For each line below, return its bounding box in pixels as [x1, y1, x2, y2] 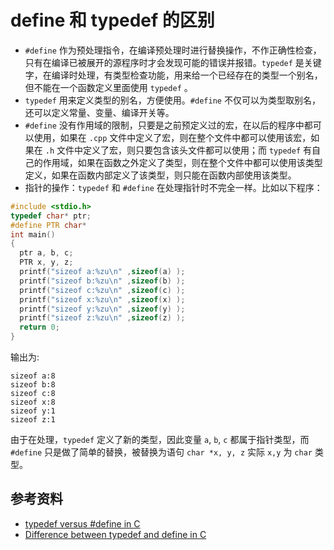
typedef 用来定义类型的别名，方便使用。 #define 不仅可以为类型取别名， [24, 94, 321, 106]
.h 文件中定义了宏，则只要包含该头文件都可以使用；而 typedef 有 [44, 144, 312, 156]
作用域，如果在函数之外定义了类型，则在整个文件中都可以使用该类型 [42, 156, 323, 168]
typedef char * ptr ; [10, 211, 92, 221]
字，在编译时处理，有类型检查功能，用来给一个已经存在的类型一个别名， [24, 69, 323, 81]
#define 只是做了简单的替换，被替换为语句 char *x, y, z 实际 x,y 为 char [10, 446, 313, 458]
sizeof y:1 [10, 406, 56, 416]
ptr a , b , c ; [19, 248, 74, 258]
